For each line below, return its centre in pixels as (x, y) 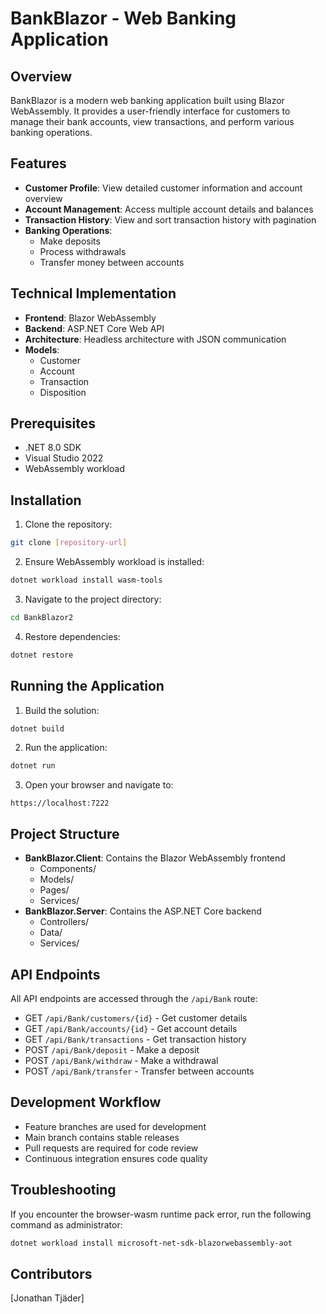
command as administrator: (66, 1224)
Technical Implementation (93, 293)
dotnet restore (42, 655)
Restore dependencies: (72, 636)
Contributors (51, 1273)
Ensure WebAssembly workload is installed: (114, 562)
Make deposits (70, 241)
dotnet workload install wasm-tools (86, 580)
